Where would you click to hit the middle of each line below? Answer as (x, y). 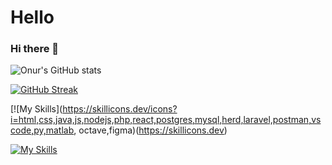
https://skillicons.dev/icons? (120, 109)
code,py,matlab (42, 130)
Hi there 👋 (35, 49)
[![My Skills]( (36, 109)
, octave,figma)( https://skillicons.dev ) (150, 130)
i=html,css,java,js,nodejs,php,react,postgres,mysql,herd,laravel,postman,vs (166, 120)
